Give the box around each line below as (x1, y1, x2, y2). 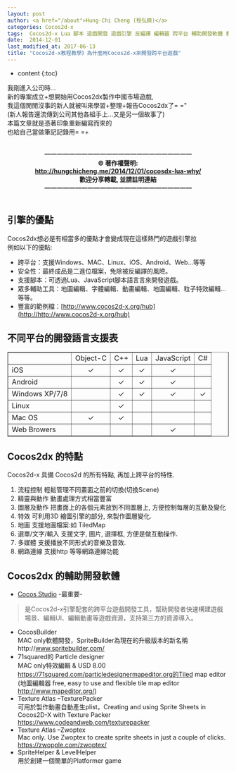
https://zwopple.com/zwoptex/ (17, 741, 107, 749)
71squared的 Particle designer (17, 653, 105, 661)
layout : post (7, 10, 46, 18)
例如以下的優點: (7, 243, 53, 251)
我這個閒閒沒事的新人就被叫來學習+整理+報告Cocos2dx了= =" (7, 101, 188, 109)
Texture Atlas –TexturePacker (17, 694, 103, 703)
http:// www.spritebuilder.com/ (17, 644, 105, 653)
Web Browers (11, 424, 56, 434)
